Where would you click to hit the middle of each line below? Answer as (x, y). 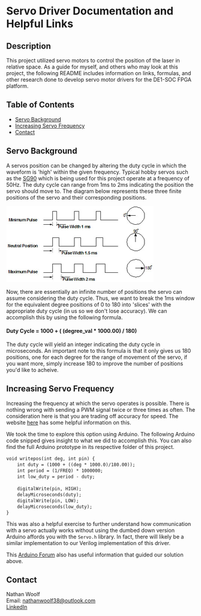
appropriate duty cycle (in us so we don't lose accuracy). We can (87, 311)
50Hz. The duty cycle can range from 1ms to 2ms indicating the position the (100, 184)
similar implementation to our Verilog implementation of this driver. (88, 543)
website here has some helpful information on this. (69, 422)
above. (15, 561)
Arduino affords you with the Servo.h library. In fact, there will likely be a (95, 537)
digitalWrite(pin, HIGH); (49, 489)
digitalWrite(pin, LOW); (48, 501)
